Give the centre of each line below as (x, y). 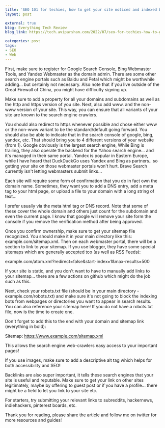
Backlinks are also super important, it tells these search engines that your (79, 375)
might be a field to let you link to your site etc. (51, 390)
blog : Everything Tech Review (36, 27)
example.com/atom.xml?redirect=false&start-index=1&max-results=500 (77, 261)
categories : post (23, 41)
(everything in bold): (26, 326)
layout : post (18, 14)
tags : (11, 46)
